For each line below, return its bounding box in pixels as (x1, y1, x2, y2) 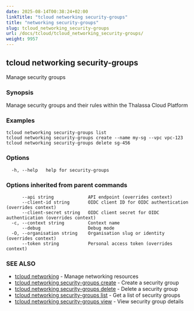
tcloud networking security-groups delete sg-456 (6, 140, 131, 146)
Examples (6, 116, 35, 125)
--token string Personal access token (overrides (21, 241, 173, 247)
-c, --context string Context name (11, 220, 120, 226)
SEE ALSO (6, 259, 36, 267)
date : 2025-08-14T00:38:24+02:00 (6, 8, 88, 15)
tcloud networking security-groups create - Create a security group (14, 279, 179, 286)
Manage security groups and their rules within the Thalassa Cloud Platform (6, 102, 188, 109)
